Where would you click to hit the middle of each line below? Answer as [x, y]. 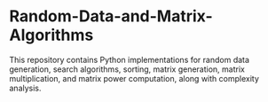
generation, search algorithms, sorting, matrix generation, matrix [127, 69]
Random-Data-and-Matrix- [111, 16]
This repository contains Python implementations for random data [130, 59]
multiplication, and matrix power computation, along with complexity [134, 78]
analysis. [25, 88]
